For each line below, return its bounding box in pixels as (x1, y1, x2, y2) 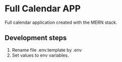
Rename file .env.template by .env (11, 47, 82, 53)
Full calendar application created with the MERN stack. (4, 19, 117, 25)
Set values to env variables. (11, 52, 69, 58)
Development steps (4, 34, 67, 42)
